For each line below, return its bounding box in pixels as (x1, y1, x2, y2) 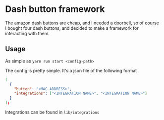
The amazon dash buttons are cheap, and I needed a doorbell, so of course (5, 20, 160, 26)
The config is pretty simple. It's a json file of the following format (5, 67, 137, 73)
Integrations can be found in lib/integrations (5, 109, 100, 115)
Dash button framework (5, 3, 105, 15)
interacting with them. (5, 30, 50, 36)
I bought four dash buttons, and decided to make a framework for (5, 25, 139, 31)
